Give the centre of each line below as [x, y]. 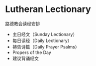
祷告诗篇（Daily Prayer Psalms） [46, 46]
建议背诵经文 [25, 58]
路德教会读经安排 [23, 23]
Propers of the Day [32, 52]
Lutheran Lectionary [48, 9]
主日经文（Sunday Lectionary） [45, 34]
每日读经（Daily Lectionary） [42, 40]
